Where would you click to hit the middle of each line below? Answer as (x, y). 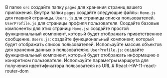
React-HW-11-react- (136, 65)
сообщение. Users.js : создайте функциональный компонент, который (80, 39)
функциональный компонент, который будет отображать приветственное (84, 34)
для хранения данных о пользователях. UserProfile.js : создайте (75, 50)
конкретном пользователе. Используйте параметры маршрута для (77, 60)
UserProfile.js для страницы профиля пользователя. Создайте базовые (82, 23)
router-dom (17, 71)
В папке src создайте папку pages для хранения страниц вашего (74, 7)
